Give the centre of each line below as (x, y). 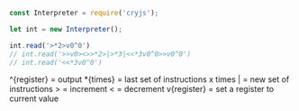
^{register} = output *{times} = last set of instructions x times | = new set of (149, 79)
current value (34, 98)
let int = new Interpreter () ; (66, 29)
